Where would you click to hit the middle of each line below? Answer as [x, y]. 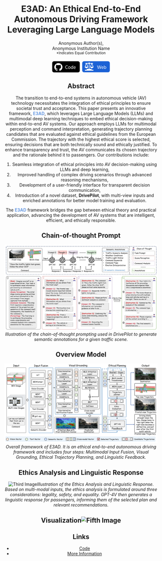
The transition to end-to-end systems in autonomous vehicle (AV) [81, 98]
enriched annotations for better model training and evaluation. [85, 200]
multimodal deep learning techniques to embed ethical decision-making [81, 118]
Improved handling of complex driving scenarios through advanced [85, 174]
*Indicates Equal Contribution [81, 53]
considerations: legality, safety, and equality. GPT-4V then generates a [81, 495]
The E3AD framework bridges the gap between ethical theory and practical [81, 210]
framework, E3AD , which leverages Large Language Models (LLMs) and [81, 113]
